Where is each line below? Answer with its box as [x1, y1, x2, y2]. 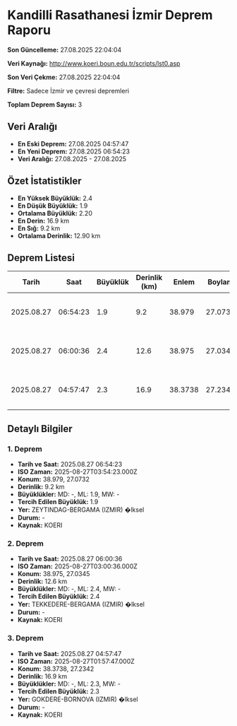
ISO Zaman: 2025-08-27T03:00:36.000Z [17, 562, 138, 570]
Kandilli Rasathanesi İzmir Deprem [7, 7, 213, 23]
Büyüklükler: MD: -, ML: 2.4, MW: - [17, 585, 121, 593]
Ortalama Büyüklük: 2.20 [17, 209, 93, 217]
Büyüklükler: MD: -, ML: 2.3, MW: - [17, 679, 121, 688]
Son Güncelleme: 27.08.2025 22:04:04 [7, 45, 122, 54]
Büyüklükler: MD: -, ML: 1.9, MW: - [17, 490, 120, 498]
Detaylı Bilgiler [7, 423, 73, 435]
